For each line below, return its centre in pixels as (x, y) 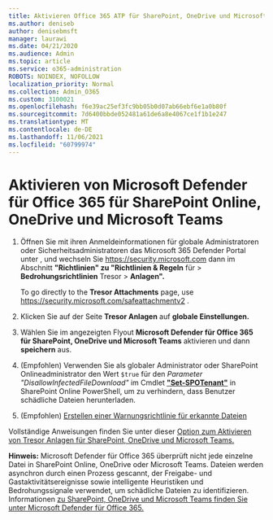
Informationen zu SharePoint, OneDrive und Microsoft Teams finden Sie (128, 499)
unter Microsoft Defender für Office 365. (76, 508)
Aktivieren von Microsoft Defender (128, 185)
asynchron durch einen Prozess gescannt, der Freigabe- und (110, 474)
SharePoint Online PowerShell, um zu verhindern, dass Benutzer (128, 391)
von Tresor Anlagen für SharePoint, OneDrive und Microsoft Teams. (121, 440)
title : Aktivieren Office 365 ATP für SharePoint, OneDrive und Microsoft (138, 16)
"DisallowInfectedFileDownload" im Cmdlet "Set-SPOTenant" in (128, 382)
